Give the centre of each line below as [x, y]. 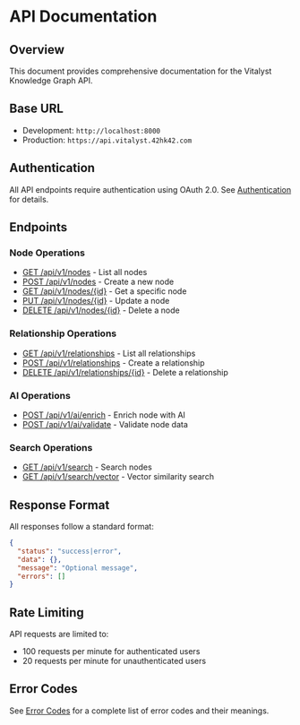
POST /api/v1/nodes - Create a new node [98, 282]
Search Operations [51, 447]
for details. [29, 199]
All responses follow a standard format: [81, 527]
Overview [37, 50]
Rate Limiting [47, 613]
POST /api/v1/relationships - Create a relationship [113, 362]
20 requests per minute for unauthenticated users [114, 661]
